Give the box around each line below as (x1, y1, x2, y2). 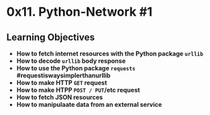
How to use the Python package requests (16, 64, 136, 72)
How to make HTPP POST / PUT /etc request (16, 86, 140, 94)
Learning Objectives (6, 31, 95, 43)
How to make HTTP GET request (16, 79, 108, 86)
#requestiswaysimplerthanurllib (16, 71, 111, 79)
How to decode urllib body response (16, 57, 126, 65)
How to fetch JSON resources (16, 93, 104, 101)
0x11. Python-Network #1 (6, 4, 152, 20)
